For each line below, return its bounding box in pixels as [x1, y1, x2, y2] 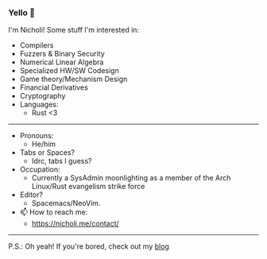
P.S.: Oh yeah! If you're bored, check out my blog [8, 242, 169, 251]
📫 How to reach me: [19, 207, 88, 217]
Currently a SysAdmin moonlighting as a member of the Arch [31, 173, 231, 183]
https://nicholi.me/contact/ [31, 218, 119, 229]
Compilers [19, 41, 54, 50]
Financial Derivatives [19, 83, 89, 92]
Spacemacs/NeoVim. [31, 199, 101, 208]
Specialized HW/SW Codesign [19, 66, 119, 75]
